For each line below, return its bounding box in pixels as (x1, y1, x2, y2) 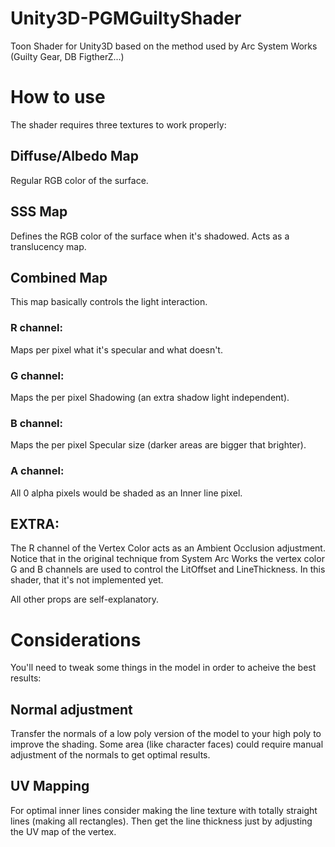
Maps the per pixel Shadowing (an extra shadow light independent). (10, 391, 290, 403)
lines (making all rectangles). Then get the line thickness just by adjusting (10, 815, 313, 827)
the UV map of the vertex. (10, 825, 117, 837)
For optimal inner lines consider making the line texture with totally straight (10, 804, 318, 816)
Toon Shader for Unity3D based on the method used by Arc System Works (10, 40, 318, 52)
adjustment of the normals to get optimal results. (10, 749, 211, 761)
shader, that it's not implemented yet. (10, 574, 164, 586)
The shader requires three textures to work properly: (10, 118, 227, 131)
